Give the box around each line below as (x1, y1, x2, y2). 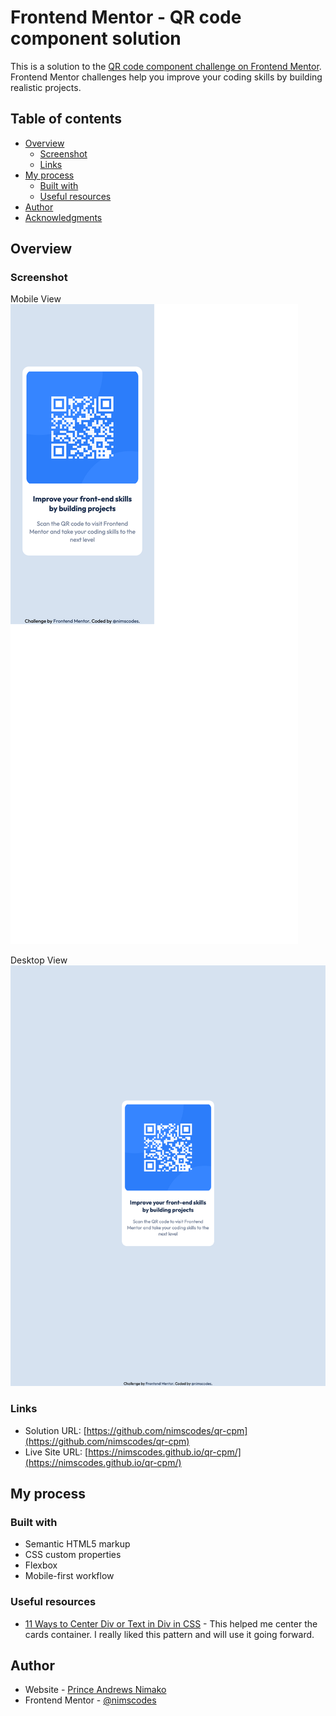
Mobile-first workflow (24, 1570, 115, 1582)
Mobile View (10, 293, 62, 305)
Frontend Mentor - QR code (10, 6, 242, 29)
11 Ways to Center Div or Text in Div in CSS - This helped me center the (24, 1617, 318, 1630)
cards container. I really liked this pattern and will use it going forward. (24, 1628, 315, 1640)
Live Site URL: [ (24, 1446, 89, 1458)
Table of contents (10, 111, 122, 128)
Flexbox (24, 1559, 58, 1571)
